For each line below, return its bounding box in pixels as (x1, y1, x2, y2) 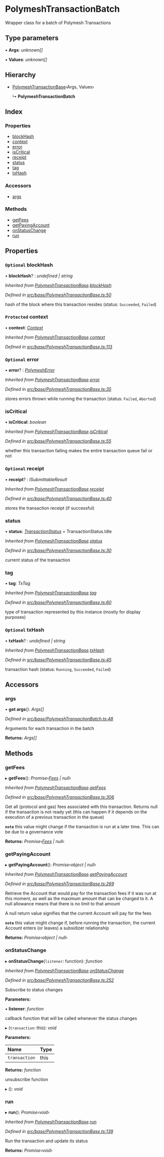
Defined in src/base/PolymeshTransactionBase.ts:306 (5, 794, 115, 800)
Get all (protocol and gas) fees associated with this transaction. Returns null (5, 804, 158, 810)
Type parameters (5, 34, 59, 42)
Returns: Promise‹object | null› (5, 935, 68, 941)
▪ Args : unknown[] (5, 47, 43, 53)
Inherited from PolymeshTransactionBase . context (5, 334, 105, 340)
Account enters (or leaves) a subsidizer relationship (5, 925, 109, 931)
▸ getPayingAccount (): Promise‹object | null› (5, 862, 96, 868)
